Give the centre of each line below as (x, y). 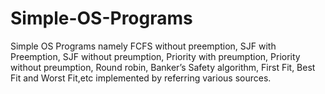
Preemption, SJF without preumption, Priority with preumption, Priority (155, 56)
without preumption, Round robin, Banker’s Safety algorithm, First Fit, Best (163, 67)
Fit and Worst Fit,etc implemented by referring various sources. (141, 78)
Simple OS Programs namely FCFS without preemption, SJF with (143, 46)
